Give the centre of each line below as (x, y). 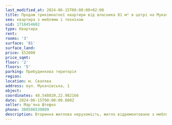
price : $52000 (20, 53)
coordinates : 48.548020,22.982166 (42, 95)
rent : (11, 34)
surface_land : (20, 48)
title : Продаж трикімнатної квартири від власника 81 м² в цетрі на (80, 15)
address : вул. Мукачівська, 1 (38, 86)
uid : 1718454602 (23, 24)
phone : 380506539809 (27, 110)
